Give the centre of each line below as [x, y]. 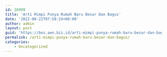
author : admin [20, 24]
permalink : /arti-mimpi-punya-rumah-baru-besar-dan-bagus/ [68, 38]
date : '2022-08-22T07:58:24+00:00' [42, 19]
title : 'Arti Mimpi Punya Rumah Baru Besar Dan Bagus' [63, 14]
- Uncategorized [31, 47]
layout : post [19, 28]
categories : [17, 42]
